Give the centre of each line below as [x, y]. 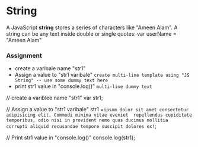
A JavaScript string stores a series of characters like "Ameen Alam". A [92, 27]
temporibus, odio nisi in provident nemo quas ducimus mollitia [87, 120]
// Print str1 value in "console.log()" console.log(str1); [71, 137]
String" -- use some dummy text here [61, 81]
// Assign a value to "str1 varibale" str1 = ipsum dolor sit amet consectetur [98, 110]
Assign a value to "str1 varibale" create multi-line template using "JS [102, 75]
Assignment [24, 55]
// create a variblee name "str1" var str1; [55, 98]
